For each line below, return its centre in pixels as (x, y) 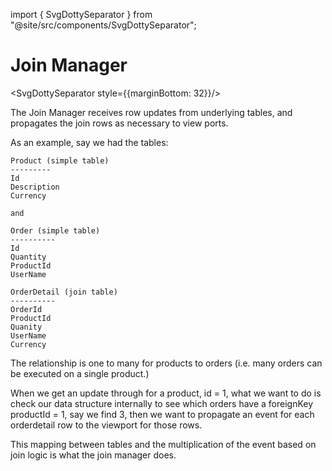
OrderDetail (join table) (64, 292)
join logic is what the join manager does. (93, 455)
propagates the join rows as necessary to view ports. (119, 123)
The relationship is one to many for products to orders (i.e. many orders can (166, 363)
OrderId (26, 309)
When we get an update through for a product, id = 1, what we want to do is (166, 393)
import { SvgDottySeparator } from (81, 14)
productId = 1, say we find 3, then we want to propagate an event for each (162, 414)
